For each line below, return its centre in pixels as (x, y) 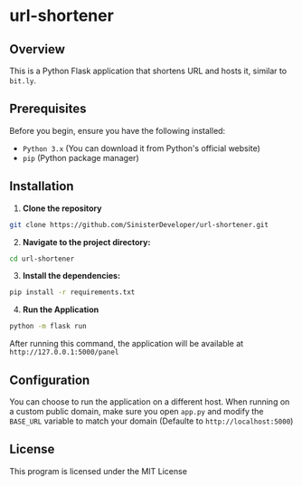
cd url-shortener (42, 259)
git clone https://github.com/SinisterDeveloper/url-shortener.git (139, 224)
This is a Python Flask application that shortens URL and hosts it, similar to (148, 71)
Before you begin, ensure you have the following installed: (118, 130)
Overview (38, 49)
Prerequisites (48, 109)
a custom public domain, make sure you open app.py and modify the (137, 411)
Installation (42, 186)
